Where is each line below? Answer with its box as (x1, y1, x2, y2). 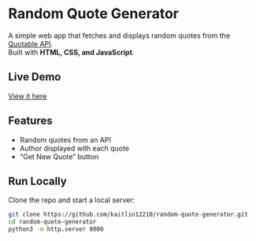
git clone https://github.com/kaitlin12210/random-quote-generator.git (8, 210, 248, 219)
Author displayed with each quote (19, 143, 130, 153)
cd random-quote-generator (8, 218, 97, 226)
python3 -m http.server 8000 (8, 225, 104, 233)
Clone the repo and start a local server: (8, 195, 135, 205)
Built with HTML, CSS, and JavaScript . (8, 47, 135, 57)
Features (8, 114, 53, 128)
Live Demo (8, 70, 61, 83)
